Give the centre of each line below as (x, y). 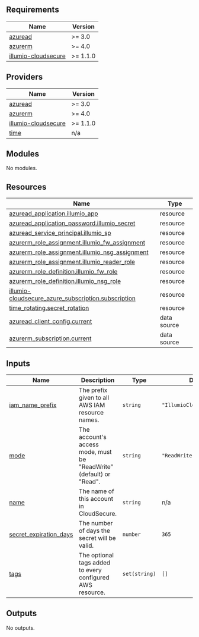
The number (96, 523)
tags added (95, 563)
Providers (25, 77)
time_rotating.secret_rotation (49, 308)
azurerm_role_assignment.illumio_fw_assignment (77, 243)
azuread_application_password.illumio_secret (72, 224)
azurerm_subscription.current (50, 338)
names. (89, 420)
